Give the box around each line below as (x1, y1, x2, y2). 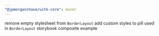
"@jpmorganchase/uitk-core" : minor (4, 7, 77, 12)
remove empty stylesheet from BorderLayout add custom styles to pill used (4, 20, 155, 26)
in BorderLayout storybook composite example (4, 25, 98, 31)
